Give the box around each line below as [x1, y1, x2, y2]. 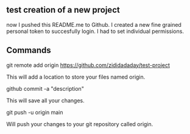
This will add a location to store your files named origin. [6, 73, 146, 80]
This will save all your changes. [6, 97, 85, 104]
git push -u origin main [6, 108, 63, 116]
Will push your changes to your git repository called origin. [6, 120, 153, 127]
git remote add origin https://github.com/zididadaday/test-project [6, 61, 171, 69]
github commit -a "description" [6, 85, 84, 92]
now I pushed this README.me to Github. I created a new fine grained [6, 21, 181, 28]
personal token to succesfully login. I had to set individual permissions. [6, 27, 185, 35]
